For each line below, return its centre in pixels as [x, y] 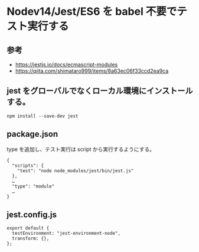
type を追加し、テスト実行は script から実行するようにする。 [81, 149]
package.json [32, 134]
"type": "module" [33, 186]
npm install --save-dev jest [43, 116]
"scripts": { [28, 166]
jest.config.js [32, 215]
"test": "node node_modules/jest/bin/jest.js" [76, 171]
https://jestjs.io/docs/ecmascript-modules [66, 64]
